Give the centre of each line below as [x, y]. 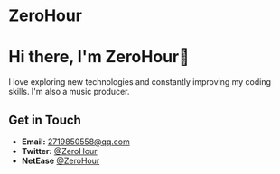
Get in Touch [45, 119]
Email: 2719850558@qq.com [75, 142]
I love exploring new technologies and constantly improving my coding [140, 82]
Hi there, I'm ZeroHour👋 [99, 57]
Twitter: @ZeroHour [59, 151]
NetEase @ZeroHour [61, 160]
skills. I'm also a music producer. [69, 92]
